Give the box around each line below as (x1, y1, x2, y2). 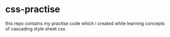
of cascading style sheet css (5, 25, 65, 31)
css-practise (5, 4, 60, 15)
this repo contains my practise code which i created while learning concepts (5, 20, 165, 26)
